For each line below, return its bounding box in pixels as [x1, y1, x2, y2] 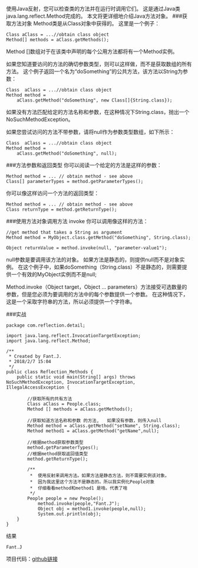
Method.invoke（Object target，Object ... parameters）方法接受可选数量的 [6, 283, 187, 290]
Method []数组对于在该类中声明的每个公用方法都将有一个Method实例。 [6, 48, 178, 55]
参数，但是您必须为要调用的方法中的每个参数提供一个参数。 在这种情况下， [6, 291, 189, 298]
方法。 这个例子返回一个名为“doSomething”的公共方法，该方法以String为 [6, 68, 183, 75]
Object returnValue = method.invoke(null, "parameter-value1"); [6, 245, 167, 251]
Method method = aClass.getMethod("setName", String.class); [27, 423, 181, 429]
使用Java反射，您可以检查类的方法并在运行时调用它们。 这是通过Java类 [6, 5, 181, 12]
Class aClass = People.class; [27, 401, 101, 407]
